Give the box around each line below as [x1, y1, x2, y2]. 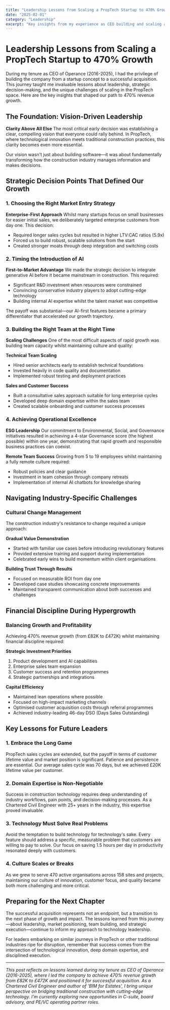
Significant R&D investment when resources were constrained [13, 281, 142, 288]
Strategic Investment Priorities [6, 648, 72, 654]
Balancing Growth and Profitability [6, 621, 92, 629]
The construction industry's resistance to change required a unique [6, 520, 146, 526]
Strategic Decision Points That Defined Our [6, 177, 144, 185]
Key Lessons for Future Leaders [6, 725, 108, 733]
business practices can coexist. [6, 443, 72, 450]
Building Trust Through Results [6, 566, 73, 572]
